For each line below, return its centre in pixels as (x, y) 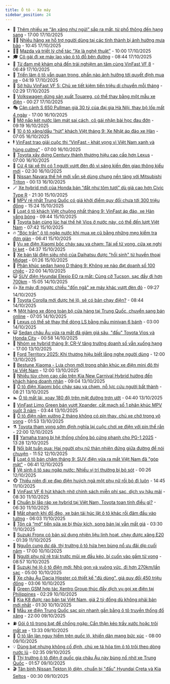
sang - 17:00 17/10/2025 (38, 35)
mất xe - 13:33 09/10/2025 (40, 630)
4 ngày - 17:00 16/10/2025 (40, 114)
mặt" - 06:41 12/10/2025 (38, 464)
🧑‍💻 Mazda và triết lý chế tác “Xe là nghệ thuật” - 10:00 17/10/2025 (82, 51)
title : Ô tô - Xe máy (28, 10)
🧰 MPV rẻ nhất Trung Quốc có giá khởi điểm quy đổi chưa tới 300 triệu (86, 200)
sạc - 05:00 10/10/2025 (37, 572)
